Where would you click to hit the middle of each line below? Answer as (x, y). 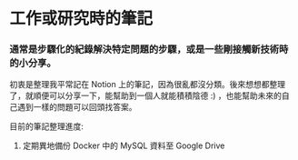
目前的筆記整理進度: (47, 126)
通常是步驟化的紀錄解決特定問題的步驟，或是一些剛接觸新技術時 (149, 49)
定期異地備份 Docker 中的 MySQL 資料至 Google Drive (124, 145)
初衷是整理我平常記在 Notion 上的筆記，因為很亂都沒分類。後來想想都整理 (148, 85)
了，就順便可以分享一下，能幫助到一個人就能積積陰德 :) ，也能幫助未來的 (146, 95)
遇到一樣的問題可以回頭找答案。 (77, 107)
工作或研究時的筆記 (81, 19)
